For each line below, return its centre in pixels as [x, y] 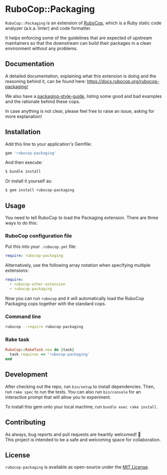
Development [27, 374]
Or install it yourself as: [29, 181]
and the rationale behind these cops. [43, 101]
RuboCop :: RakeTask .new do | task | [40, 350]
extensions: [17, 271]
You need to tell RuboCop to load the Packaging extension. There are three [82, 218]
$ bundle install [23, 172]
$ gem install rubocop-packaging [40, 190]
